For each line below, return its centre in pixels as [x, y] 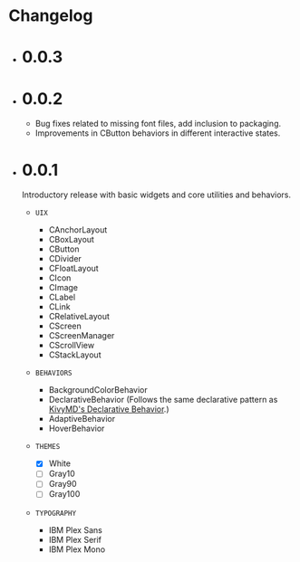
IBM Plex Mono [77, 549]
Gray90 [63, 484]
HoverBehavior [77, 429]
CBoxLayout [71, 240]
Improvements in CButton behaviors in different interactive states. [158, 133]
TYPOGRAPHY [56, 513]
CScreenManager [82, 336]
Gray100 [64, 494]
